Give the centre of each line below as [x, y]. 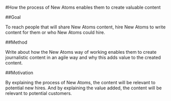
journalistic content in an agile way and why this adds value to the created [83, 57]
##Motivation [19, 73]
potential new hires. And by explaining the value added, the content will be [83, 88]
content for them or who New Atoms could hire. [55, 32]
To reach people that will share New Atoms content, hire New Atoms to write [86, 27]
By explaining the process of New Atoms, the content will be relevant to [80, 82]
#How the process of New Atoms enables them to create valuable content [83, 7]
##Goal [13, 17]
